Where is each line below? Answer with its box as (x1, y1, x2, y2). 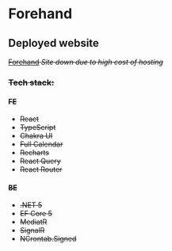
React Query (19, 156, 61, 166)
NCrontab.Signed (19, 234, 77, 244)
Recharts (19, 148, 50, 158)
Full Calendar (19, 139, 63, 149)
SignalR (19, 226, 45, 235)
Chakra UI (19, 131, 53, 141)
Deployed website (8, 36, 99, 50)
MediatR (19, 217, 48, 226)
